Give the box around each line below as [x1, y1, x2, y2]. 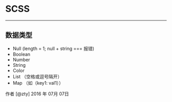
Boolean [12, 51, 31, 57]
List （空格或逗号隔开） [12, 73, 62, 80]
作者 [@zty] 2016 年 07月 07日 [5, 90, 69, 97]
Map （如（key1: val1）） [12, 80, 64, 86]
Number [12, 57, 30, 63]
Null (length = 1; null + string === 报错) [12, 45, 95, 52]
